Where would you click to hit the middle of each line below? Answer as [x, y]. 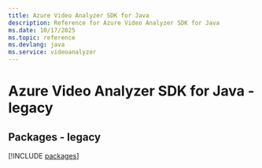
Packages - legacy [54, 137]
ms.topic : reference [42, 37]
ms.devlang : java [37, 45]
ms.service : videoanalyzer [52, 52]
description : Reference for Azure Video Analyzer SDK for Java [114, 23]
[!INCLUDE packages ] [44, 156]
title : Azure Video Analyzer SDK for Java [79, 15]
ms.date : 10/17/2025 [42, 30]
